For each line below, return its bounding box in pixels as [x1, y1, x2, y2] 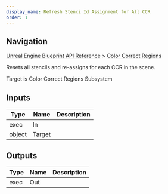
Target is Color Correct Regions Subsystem [6, 75, 113, 82]
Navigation [6, 36, 48, 47]
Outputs [6, 150, 38, 161]
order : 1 [6, 14, 28, 20]
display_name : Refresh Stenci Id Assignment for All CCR [6, 8, 151, 15]
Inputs [6, 93, 31, 103]
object [9, 130, 27, 138]
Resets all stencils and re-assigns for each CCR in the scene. [6, 64, 156, 71]
